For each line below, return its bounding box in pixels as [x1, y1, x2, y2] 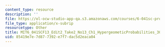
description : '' [5, 12, 38, 17]
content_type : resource [5, 7, 54, 12]
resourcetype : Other [5, 25, 48, 30]
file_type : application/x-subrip [5, 21, 74, 26]
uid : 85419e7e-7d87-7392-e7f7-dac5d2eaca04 [5, 35, 96, 40]
